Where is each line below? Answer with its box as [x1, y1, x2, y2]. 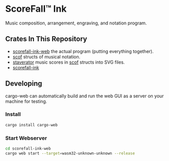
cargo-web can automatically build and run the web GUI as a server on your [5, 93, 164, 99]
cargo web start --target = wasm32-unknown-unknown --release [5, 151, 136, 156]
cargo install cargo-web [5, 122, 58, 127]
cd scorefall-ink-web [5, 146, 51, 151]
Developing [5, 79, 42, 88]
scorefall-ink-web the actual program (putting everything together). [12, 48, 154, 54]
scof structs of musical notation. [12, 53, 80, 60]
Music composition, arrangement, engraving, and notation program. [5, 20, 147, 26]
